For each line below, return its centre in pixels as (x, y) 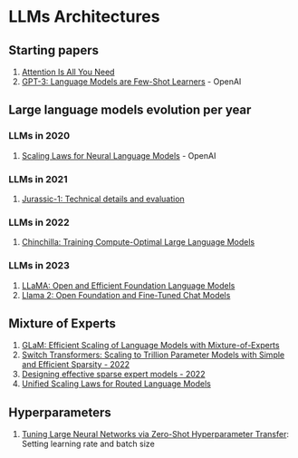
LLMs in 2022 (39, 222)
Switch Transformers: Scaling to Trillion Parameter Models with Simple (153, 355)
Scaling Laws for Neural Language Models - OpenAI (119, 155)
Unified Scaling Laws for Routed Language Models (116, 384)
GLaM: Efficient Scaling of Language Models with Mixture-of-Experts (150, 346)
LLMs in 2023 (39, 266)
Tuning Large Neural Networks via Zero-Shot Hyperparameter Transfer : (155, 434)
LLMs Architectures (84, 17)
